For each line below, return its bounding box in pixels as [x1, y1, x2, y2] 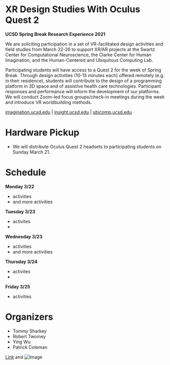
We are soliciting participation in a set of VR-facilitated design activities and [5, 41, 163, 47]
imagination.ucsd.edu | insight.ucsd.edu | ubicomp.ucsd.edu [5, 109, 132, 115]
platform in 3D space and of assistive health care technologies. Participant [5, 83, 161, 89]
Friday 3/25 [5, 283, 30, 289]
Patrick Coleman [12, 344, 48, 350]
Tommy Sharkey [12, 328, 47, 334]
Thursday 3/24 [5, 259, 38, 265]
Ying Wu [12, 339, 31, 345]
